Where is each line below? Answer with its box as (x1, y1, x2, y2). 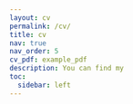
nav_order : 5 (9, 47, 59, 56)
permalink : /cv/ (9, 22, 71, 31)
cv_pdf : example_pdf (9, 55, 88, 64)
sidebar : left (17, 80, 71, 90)
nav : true (9, 38, 47, 48)
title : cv (9, 30, 47, 39)
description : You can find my (9, 64, 125, 73)
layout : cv (9, 13, 51, 23)
